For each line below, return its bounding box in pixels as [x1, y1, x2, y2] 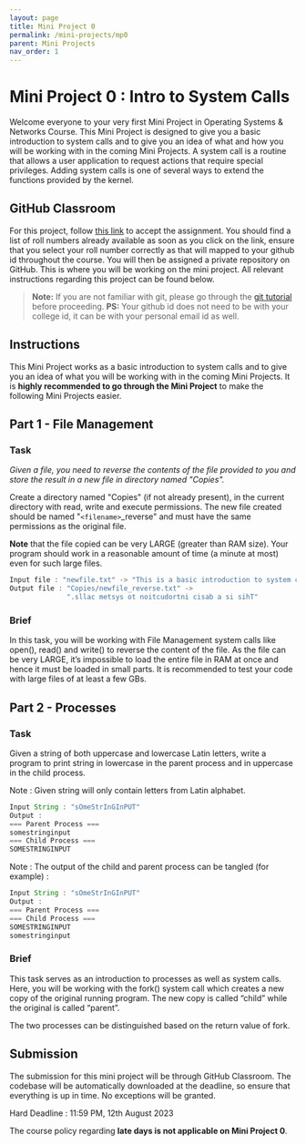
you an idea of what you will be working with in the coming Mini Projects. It [9, 371, 291, 382]
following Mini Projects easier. [9, 390, 122, 401]
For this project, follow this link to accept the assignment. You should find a [9, 225, 291, 236]
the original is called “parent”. [9, 1002, 120, 1013]
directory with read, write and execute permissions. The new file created [9, 502, 282, 513]
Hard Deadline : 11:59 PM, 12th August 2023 [9, 1108, 174, 1119]
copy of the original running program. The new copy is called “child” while [9, 992, 288, 1003]
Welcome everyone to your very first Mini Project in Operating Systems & [9, 117, 284, 128]
